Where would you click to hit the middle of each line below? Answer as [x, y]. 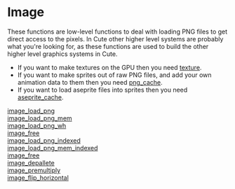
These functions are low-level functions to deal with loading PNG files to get [117, 31]
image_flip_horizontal [38, 177]
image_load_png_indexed [44, 140]
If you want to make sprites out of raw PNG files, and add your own [114, 75]
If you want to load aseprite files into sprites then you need [102, 90]
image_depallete [31, 162]
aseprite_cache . [41, 97]
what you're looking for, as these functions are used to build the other [108, 46]
